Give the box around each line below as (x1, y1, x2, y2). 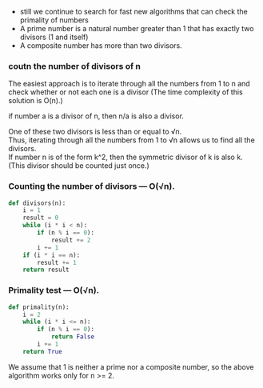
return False (50, 333, 94, 341)
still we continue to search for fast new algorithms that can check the (19, 7, 248, 16)
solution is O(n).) (8, 96, 64, 106)
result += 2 (50, 236, 91, 244)
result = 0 (22, 214, 59, 222)
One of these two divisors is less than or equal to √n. (8, 127, 182, 137)
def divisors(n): (8, 199, 66, 207)
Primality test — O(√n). (8, 285, 100, 296)
